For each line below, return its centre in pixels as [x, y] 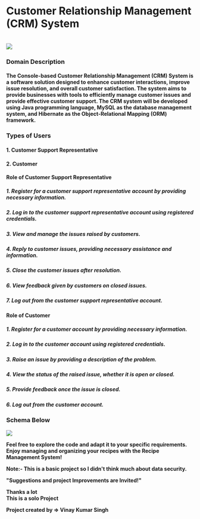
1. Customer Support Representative [52, 150]
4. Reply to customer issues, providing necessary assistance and [89, 248]
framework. [21, 120]
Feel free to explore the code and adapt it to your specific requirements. [97, 444]
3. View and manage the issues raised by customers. [74, 234]
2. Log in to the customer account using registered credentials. [86, 344]
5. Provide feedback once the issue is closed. [63, 389]
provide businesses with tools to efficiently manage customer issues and [99, 95]
